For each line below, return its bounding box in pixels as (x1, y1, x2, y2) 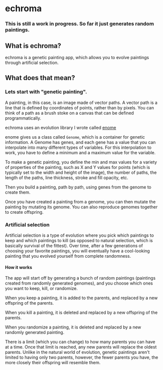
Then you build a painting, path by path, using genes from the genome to (5, 184, 152, 190)
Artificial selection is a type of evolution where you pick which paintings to (5, 232, 154, 238)
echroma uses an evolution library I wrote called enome (5, 124, 116, 130)
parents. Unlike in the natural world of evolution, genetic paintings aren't (5, 349, 150, 355)
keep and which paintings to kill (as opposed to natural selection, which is (5, 237, 153, 243)
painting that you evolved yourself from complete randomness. (5, 253, 131, 259)
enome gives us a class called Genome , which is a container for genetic (5, 134, 145, 140)
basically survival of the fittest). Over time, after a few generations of (5, 243, 143, 248)
